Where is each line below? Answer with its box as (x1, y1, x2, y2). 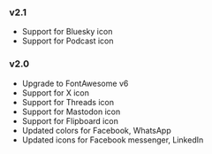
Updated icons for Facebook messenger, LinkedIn (21, 135, 204, 145)
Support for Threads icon (21, 96, 115, 107)
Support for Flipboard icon (21, 115, 119, 126)
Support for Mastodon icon (21, 106, 121, 117)
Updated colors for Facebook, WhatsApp (21, 125, 172, 135)
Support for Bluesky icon (21, 27, 113, 37)
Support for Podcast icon (21, 35, 114, 46)
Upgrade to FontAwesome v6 (21, 78, 129, 89)
